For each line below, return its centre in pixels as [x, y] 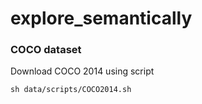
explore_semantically [101, 18]
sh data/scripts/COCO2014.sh [71, 90]
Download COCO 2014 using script [82, 71]
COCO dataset [46, 50]
